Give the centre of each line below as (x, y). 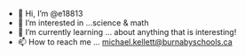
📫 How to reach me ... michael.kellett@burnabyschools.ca (125, 42)
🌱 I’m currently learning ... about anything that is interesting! (127, 32)
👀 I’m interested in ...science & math (83, 23)
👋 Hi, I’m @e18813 (50, 14)
